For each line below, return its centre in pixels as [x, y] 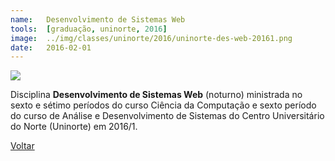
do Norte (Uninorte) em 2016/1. [74, 127]
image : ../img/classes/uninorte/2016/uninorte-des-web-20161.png [151, 38]
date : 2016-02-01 [51, 47]
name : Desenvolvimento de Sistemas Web [98, 19]
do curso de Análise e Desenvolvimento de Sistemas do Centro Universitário [167, 116]
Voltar [22, 146]
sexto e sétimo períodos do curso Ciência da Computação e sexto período [163, 105]
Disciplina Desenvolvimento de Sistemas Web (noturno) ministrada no [156, 95]
